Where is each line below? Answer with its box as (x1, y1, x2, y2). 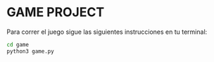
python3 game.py (6, 47, 54, 55)
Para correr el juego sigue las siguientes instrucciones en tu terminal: (6, 27, 208, 36)
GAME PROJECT (6, 4, 105, 20)
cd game (6, 41, 30, 48)
